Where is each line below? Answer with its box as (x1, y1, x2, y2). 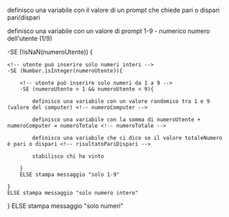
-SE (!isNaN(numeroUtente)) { (7, 48, 93, 56)
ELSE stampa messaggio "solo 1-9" (19, 171, 120, 178)
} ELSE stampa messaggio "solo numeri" (7, 202, 124, 210)
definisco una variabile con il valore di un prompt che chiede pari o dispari (7, 6, 220, 14)
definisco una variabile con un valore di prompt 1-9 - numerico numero (7, 27, 210, 35)
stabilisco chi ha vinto (32, 153, 104, 160)
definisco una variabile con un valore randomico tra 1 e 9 (32, 98, 210, 105)
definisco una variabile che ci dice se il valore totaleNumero (32, 135, 223, 142)
